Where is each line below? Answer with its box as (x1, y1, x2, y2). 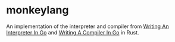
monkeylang (6, 3, 69, 17)
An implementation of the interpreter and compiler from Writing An (6, 23, 169, 30)
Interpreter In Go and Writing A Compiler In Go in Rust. (6, 29, 139, 36)
